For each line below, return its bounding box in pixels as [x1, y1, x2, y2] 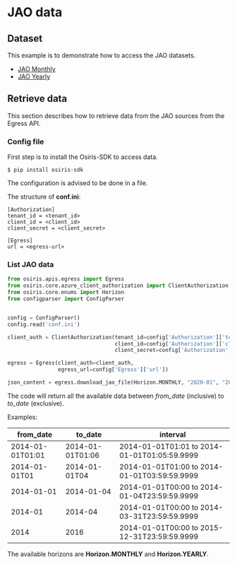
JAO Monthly [17, 65, 56, 73]
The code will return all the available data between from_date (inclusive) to [7, 392, 224, 400]
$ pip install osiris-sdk [7, 167, 83, 174]
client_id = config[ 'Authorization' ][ [114, 340, 222, 347]
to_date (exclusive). [7, 399, 65, 407]
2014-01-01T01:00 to [119, 462, 199, 471]
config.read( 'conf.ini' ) [7, 321, 80, 328]
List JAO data [7, 259, 54, 269]
